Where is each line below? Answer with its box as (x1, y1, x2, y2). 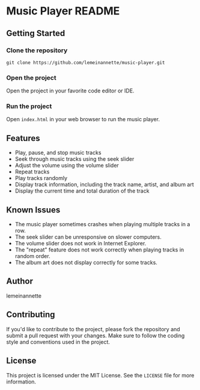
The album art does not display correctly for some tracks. (14, 259, 158, 266)
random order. (14, 253, 50, 260)
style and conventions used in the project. (6, 338, 110, 346)
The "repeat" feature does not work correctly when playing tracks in (14, 246, 184, 253)
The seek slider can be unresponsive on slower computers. (14, 233, 162, 241)
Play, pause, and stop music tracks (14, 149, 102, 157)
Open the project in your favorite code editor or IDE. (6, 87, 135, 94)
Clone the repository (6, 46, 68, 55)
